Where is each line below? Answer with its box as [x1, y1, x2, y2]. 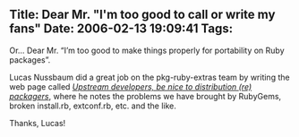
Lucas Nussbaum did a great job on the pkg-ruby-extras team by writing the [9, 72, 290, 82]
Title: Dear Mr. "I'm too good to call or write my [9, 7, 276, 22]
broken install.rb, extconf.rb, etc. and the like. [9, 100, 176, 111]
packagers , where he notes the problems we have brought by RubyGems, [9, 90, 282, 101]
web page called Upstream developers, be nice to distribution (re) [9, 81, 252, 92]
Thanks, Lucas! [9, 117, 66, 128]
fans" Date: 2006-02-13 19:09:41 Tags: [9, 21, 234, 37]
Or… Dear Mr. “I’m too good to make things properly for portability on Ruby [9, 45, 285, 56]
